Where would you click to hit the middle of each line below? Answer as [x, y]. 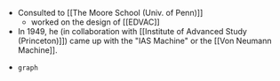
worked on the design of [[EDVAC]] [95, 22]
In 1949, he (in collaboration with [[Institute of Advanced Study [132, 31]
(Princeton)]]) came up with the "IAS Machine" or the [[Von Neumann [144, 40]
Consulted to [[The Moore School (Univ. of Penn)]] [110, 13]
